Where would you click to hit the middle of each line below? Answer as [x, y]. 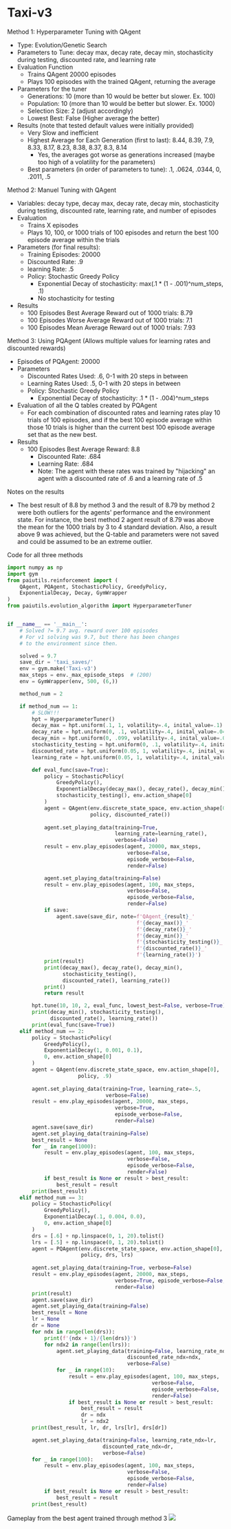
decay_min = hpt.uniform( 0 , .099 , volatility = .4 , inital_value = [126, 738]
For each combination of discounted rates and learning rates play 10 [124, 412]
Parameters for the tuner [52, 89]
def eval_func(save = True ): [70, 770]
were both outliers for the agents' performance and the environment [114, 512]
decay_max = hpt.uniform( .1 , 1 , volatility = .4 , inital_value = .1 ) [128, 726]
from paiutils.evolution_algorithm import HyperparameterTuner [100, 606]
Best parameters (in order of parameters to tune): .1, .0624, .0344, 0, [124, 169]
